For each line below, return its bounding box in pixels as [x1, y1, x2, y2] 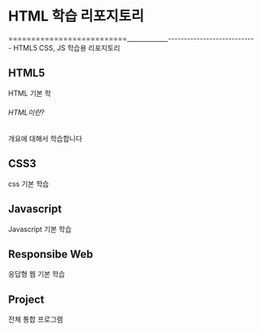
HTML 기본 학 [8, 88, 51, 98]
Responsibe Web [8, 247, 93, 261]
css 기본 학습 [8, 179, 50, 188]
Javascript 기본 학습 [8, 224, 73, 233]
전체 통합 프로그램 [8, 314, 63, 324]
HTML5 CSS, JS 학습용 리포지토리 [13, 43, 121, 52]
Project [8, 292, 45, 306]
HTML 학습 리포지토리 [8, 7, 144, 25]
